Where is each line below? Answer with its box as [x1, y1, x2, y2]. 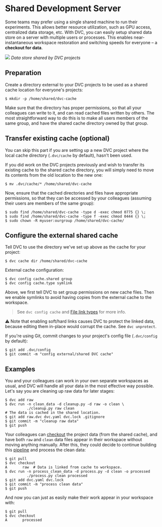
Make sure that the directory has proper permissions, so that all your [5, 105, 142, 111]
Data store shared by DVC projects [11, 54, 81, 61]
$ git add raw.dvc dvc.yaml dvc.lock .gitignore [5, 414, 105, 420]
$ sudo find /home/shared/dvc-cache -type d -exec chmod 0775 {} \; [5, 210, 146, 214]
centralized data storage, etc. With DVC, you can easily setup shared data [5, 29, 152, 35]
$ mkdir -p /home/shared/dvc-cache [5, 96, 77, 101]
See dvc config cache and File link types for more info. [16, 309, 126, 315]
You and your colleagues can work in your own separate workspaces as [5, 378, 148, 384]
